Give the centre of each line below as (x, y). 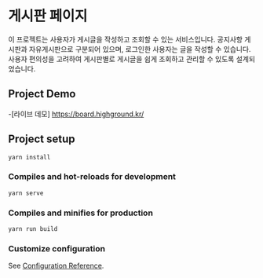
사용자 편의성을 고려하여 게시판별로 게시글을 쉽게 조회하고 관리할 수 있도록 (121, 59)
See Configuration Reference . (56, 266)
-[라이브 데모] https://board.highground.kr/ (76, 114)
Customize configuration (57, 249)
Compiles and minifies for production (80, 213)
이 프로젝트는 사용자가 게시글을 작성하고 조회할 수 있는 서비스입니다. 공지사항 (126, 39)
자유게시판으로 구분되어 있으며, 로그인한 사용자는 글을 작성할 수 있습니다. (140, 49)
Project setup (42, 139)
